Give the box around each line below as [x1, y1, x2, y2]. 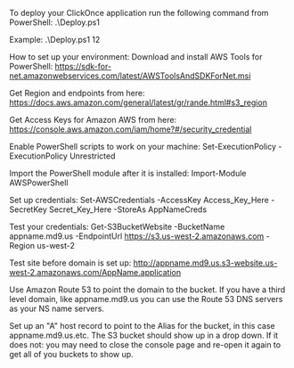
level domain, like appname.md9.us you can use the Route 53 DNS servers [9, 294, 283, 304]
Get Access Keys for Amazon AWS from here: [9, 115, 176, 125]
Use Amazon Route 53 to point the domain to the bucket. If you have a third [9, 284, 286, 295]
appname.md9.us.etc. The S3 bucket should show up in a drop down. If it [9, 330, 279, 340]
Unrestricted [69, 151, 116, 161]
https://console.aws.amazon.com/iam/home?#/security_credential [9, 124, 252, 135]
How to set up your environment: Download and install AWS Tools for [9, 52, 263, 61]
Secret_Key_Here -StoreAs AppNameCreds [48, 204, 208, 215]
